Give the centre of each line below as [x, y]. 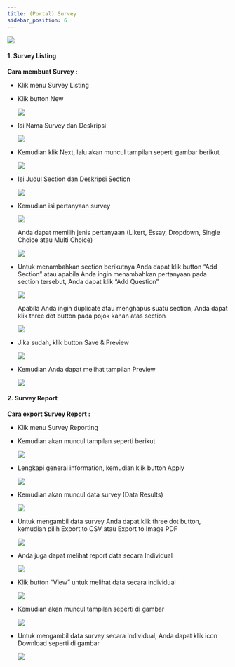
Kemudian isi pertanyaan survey [64, 206]
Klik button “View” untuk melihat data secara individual [97, 582]
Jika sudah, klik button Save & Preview [73, 342]
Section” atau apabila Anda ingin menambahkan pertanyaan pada [112, 274]
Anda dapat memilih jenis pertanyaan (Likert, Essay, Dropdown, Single [119, 232]
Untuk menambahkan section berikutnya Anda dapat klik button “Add [117, 267]
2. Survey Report [33, 398]
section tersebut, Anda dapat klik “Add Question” [88, 281]
